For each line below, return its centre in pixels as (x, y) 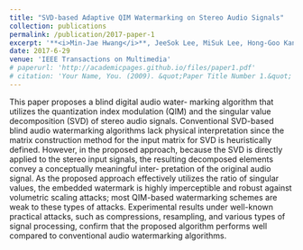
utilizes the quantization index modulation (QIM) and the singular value (140, 111)
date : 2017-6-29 (40, 51)
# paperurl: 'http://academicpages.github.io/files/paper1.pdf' (133, 68)
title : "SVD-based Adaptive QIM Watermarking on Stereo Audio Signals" (147, 18)
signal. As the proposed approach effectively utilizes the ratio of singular (144, 178)
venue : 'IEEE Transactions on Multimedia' (90, 59)
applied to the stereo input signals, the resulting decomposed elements (141, 159)
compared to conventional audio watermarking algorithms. (118, 236)
